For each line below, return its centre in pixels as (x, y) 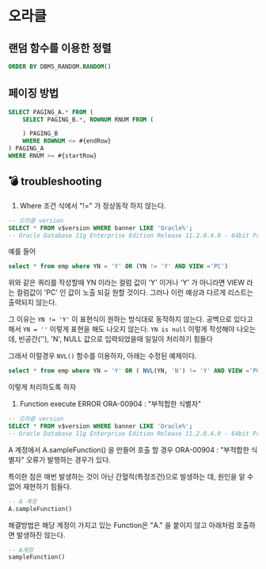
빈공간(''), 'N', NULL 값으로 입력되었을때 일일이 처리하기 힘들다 (116, 339)
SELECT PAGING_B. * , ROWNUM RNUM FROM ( (88, 120)
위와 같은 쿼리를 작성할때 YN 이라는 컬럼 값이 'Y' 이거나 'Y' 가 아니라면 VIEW (127, 283)
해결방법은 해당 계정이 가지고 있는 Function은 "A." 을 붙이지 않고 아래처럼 (122, 525)
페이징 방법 (34, 93)
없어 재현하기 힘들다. (40, 486)
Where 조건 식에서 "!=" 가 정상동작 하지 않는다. (93, 205)
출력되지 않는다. (33, 303)
